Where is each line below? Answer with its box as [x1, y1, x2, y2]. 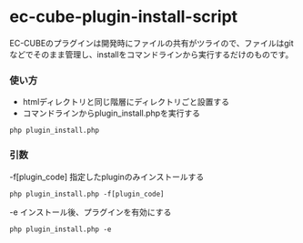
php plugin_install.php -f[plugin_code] [9, 189, 166, 198]
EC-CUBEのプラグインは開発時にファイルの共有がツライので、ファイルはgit [9, 37, 294, 48]
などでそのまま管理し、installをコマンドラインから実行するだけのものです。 [9, 48, 294, 60]
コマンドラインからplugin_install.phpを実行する [22, 107, 200, 119]
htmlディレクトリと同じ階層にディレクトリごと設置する [22, 96, 230, 107]
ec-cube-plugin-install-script [9, 6, 238, 27]
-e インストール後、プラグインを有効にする [9, 207, 172, 218]
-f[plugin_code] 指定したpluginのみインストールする [9, 171, 205, 182]
